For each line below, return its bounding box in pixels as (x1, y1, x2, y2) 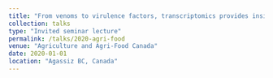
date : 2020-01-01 (8, 50, 67, 58)
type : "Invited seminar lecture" (8, 27, 122, 35)
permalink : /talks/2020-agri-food (8, 34, 126, 43)
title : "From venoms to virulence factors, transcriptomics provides (8, 11, 249, 20)
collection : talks (8, 19, 71, 28)
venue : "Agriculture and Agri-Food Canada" (8, 42, 158, 50)
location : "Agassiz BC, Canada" (8, 58, 118, 66)
